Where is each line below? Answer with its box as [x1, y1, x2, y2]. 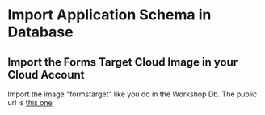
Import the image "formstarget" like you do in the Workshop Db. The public [7, 89, 258, 99]
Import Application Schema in [7, 6, 212, 24]
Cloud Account [7, 67, 86, 82]
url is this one [7, 98, 53, 107]
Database [7, 23, 74, 41]
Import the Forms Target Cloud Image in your [7, 55, 238, 69]
